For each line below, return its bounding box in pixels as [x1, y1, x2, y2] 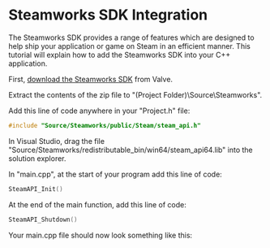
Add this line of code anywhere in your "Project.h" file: [8, 106, 191, 115]
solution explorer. [8, 153, 66, 163]
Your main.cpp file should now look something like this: [8, 230, 193, 240]
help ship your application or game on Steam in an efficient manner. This [8, 41, 251, 50]
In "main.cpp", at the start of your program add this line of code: [8, 169, 223, 179]
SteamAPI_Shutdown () [8, 215, 79, 224]
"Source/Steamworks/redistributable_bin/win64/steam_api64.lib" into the [8, 145, 253, 154]
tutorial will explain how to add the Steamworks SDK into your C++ [8, 50, 231, 59]
